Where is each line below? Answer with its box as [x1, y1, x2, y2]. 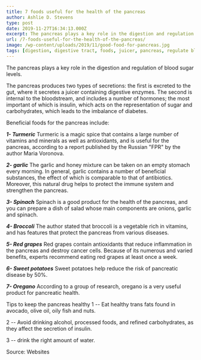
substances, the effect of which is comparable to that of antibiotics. [6, 174, 173, 181]
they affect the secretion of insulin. [6, 325, 92, 332]
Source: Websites [6, 348, 50, 355]
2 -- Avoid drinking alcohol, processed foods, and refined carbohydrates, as [6, 318, 194, 326]
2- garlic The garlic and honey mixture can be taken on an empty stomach [6, 161, 190, 168]
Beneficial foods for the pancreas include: [6, 119, 109, 126]
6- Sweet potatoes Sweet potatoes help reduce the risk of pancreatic [6, 264, 178, 272]
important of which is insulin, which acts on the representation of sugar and [6, 101, 193, 108]
